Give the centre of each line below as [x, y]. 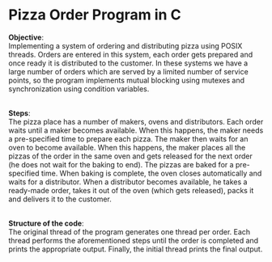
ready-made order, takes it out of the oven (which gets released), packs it [131, 190]
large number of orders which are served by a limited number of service [128, 71]
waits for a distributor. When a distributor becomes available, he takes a [128, 182]
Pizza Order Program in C [95, 15]
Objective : [26, 37]
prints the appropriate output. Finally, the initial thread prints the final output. [136, 249]
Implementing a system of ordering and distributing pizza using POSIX [125, 45]
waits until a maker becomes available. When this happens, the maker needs [136, 130]
